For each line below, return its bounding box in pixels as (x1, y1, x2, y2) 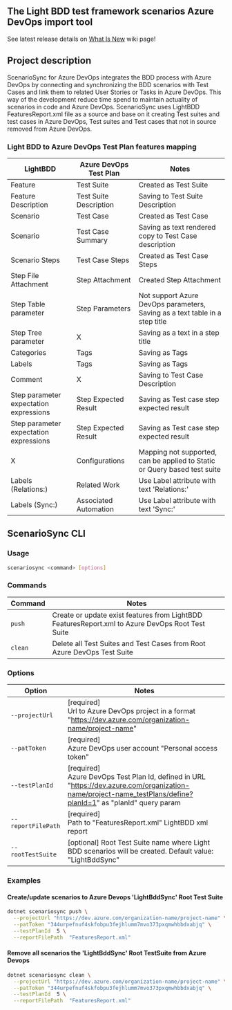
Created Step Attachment (138, 275, 221, 284)
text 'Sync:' (138, 504, 175, 514)
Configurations (76, 456, 125, 466)
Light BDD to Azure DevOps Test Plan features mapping (7, 142, 197, 151)
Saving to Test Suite (138, 191, 204, 201)
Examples (7, 876, 41, 885)
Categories (10, 347, 47, 357)
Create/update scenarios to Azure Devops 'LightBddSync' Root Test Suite (7, 892, 223, 901)
